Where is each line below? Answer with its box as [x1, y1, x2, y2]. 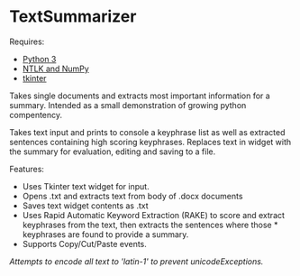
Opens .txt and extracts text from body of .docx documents [22, 190, 243, 201]
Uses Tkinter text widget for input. [22, 180, 150, 191]
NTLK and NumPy [22, 63, 90, 74]
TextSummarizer [9, 6, 137, 27]
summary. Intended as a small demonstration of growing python [9, 99, 247, 110]
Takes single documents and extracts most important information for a [9, 90, 270, 101]
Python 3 [22, 53, 57, 64]
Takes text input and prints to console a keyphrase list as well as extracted [9, 126, 286, 137]
